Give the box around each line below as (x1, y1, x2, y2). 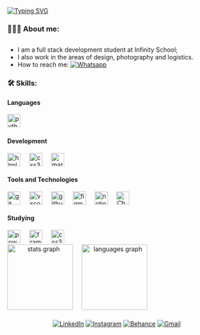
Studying (7, 214, 35, 222)
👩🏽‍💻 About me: (7, 24, 59, 34)
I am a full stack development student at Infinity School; (17, 45, 178, 54)
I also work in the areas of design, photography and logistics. (17, 53, 194, 62)
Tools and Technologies (7, 176, 78, 184)
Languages (7, 98, 41, 106)
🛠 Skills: (7, 78, 38, 88)
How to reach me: (17, 60, 69, 69)
